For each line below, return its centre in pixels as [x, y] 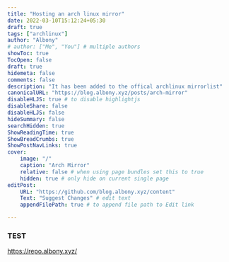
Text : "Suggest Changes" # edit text [76, 198]
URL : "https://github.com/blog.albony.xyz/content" [98, 192]
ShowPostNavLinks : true [42, 146]
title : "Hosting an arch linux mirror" [66, 14]
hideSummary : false [36, 119]
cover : [17, 152]
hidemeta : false [31, 73]
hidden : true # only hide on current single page [95, 178]
